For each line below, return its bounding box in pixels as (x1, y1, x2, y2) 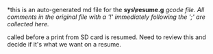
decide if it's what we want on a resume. (7, 40, 122, 48)
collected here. (7, 20, 49, 28)
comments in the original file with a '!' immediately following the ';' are (7, 13, 205, 21)
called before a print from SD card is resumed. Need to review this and (7, 33, 207, 41)
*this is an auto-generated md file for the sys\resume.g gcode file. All (7, 6, 205, 13)
